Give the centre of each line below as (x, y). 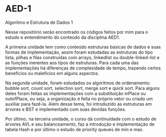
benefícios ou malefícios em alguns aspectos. (52, 73)
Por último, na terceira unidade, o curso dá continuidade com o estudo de (81, 119)
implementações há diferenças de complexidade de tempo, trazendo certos (83, 68)
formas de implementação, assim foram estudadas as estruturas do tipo (79, 52)
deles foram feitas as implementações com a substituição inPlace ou (76, 93)
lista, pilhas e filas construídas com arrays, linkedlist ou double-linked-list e (82, 57)
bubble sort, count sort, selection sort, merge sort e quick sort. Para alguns (83, 88)
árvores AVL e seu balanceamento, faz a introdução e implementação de (80, 124)
